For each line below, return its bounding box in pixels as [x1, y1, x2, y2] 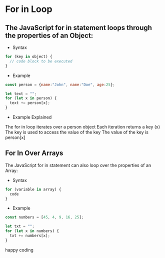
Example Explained [12, 114, 52, 120]
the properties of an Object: [5, 31, 93, 39]
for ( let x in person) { [5, 96, 57, 101]
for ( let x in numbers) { [5, 228, 59, 233]
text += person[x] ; [9, 100, 50, 105]
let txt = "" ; [5, 224, 35, 229]
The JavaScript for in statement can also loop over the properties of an [5, 162, 151, 168]
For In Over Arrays [5, 149, 63, 157]
